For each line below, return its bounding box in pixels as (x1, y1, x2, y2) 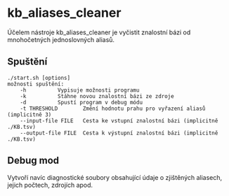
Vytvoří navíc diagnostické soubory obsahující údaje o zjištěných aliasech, (7, 173, 223, 181)
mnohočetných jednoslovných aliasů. (7, 35, 115, 43)
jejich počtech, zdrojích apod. (7, 181, 93, 189)
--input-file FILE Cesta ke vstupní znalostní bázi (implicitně (20, 117, 218, 124)
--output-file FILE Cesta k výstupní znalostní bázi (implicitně (20, 129, 218, 136)
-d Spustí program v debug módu (20, 99, 143, 106)
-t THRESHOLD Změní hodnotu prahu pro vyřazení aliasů (20, 105, 206, 112)
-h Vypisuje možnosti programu (20, 86, 140, 94)
